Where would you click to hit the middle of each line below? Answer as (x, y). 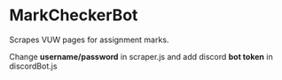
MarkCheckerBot (74, 15)
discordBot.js (33, 66)
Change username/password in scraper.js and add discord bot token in (141, 56)
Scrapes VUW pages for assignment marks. (89, 40)
